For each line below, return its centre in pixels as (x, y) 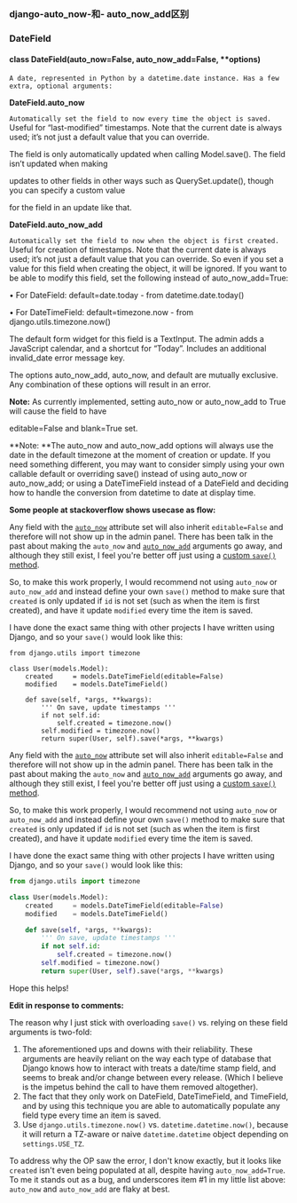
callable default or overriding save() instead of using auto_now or (128, 474)
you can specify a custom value (67, 190)
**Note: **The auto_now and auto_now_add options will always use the (141, 446)
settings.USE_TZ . (53, 1144)
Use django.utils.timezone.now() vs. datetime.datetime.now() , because (155, 1124)
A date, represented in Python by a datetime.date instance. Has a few (144, 79)
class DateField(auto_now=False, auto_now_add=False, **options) (135, 59)
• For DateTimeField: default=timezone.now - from (102, 313)
